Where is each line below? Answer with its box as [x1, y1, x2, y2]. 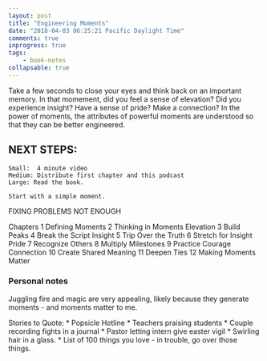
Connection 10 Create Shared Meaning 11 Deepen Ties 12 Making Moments [8, 247, 257, 257]
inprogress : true [8, 42, 67, 50]
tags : [8, 49, 26, 57]
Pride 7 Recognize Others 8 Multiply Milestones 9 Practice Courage [8, 239, 231, 248]
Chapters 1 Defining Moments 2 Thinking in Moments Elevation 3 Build [8, 222, 241, 231]
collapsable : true [8, 64, 70, 72]
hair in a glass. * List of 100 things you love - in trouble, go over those [8, 335, 238, 344]
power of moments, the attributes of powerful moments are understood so [8, 111, 254, 121]
